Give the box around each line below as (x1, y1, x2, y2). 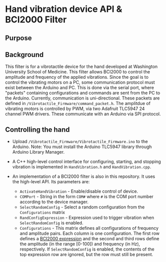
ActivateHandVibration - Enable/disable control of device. (19, 188, 138, 194)
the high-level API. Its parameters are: (12, 179, 90, 185)
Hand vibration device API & (5, 3, 122, 15)
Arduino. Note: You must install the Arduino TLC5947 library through (12, 144, 152, 150)
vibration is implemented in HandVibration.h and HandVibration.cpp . (12, 164, 151, 170)
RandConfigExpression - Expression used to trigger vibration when (19, 214, 155, 221)
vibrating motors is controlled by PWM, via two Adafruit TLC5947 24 (5, 105, 145, 112)
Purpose (5, 34, 32, 42)
